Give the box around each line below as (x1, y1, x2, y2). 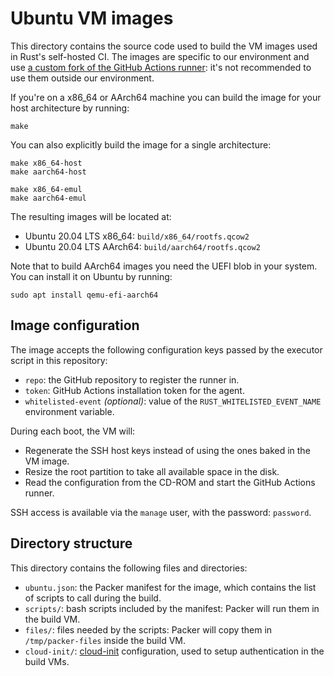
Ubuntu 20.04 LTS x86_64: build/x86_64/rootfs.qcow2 (24, 230, 250, 242)
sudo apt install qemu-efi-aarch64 (10, 290, 159, 300)
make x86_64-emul (10, 184, 83, 194)
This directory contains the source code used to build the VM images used (10, 40, 318, 52)
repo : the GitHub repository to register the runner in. (24, 373, 240, 386)
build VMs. (24, 655, 70, 667)
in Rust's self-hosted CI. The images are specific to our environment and (10, 50, 310, 62)
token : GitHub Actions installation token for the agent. (24, 384, 245, 396)
